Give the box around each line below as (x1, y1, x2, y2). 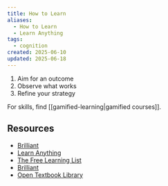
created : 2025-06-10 (7, 49, 67, 56)
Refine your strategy (17, 89, 76, 97)
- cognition (13, 42, 48, 49)
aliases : (7, 17, 32, 24)
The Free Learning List (17, 155, 82, 164)
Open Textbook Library (17, 171, 84, 179)
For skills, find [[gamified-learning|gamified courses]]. (7, 102, 161, 111)
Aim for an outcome (17, 74, 74, 83)
